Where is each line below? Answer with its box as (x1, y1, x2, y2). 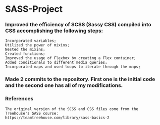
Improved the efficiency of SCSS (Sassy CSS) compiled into (5, 21, 152, 28)
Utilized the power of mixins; (5, 43, 70, 48)
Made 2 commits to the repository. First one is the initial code (5, 76, 155, 83)
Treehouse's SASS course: (5, 111, 58, 116)
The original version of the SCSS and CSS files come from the (5, 106, 139, 112)
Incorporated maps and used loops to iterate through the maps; (5, 64, 141, 70)
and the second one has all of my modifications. (5, 82, 123, 89)
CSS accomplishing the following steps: (5, 27, 103, 34)
